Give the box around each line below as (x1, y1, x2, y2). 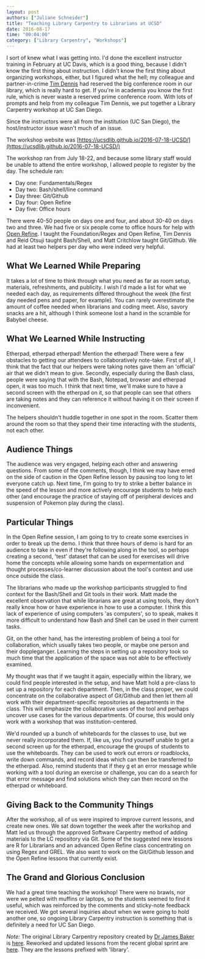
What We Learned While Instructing (6, 334, 145, 344)
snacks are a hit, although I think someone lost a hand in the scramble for (6, 309, 191, 316)
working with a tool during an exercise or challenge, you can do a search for (6, 769, 198, 776)
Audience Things (6, 444, 73, 455)
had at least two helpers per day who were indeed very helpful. (6, 243, 165, 250)
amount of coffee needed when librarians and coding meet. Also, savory (6, 303, 188, 310)
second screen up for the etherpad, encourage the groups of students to (6, 743, 190, 750)
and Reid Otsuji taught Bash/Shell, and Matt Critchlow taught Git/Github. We (6, 236, 197, 244)
